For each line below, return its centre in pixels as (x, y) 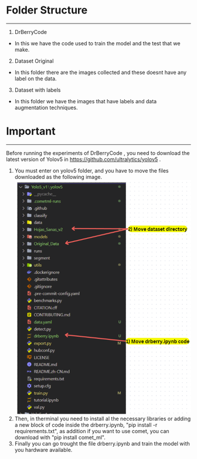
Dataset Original (34, 61)
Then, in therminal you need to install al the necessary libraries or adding (103, 419)
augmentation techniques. (46, 107)
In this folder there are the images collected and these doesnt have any (100, 72)
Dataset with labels (38, 90)
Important (31, 131)
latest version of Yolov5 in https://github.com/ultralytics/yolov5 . (84, 159)
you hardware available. (43, 450)
